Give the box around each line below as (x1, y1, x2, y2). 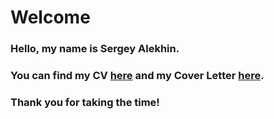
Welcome (10, 6, 91, 29)
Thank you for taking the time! (10, 95, 160, 109)
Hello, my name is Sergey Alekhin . (10, 42, 180, 56)
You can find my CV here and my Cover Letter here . (10, 69, 265, 83)
